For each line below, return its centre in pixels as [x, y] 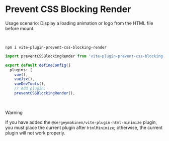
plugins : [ [21, 70]
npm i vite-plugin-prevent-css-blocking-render [56, 47]
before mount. [20, 28]
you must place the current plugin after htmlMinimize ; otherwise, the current [84, 127]
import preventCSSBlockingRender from [46, 56]
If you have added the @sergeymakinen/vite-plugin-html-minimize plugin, [81, 122]
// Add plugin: [30, 89]
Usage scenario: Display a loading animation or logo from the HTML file [79, 23]
